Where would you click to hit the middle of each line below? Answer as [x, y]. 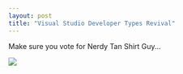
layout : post [30, 16]
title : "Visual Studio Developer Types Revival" [92, 23]
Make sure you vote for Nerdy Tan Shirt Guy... [85, 46]
